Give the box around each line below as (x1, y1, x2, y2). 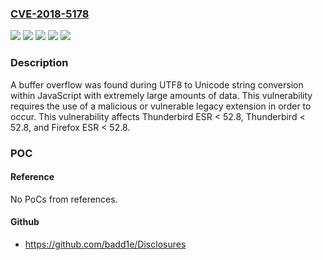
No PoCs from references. (10, 193, 118, 205)
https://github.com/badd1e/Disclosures (24, 238, 187, 250)
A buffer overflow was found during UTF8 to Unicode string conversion (10, 78, 304, 91)
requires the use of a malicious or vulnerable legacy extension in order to (10, 100, 312, 112)
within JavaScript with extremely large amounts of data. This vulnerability (10, 89, 313, 101)
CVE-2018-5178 (10, 7, 90, 21)
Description (10, 56, 69, 70)
